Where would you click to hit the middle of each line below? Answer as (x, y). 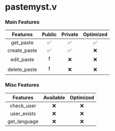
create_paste (22, 51)
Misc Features (22, 85)
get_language (23, 121)
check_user (23, 105)
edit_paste (22, 59)
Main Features (22, 22)
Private (70, 34)
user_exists (23, 114)
